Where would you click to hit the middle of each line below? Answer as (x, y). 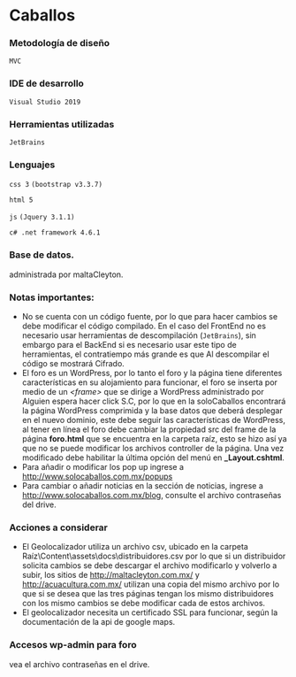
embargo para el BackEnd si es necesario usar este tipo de (129, 344)
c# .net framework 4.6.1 (55, 233)
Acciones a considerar (58, 527)
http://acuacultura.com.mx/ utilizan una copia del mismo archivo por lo (151, 584)
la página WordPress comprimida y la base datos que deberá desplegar (152, 410)
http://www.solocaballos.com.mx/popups (97, 476)
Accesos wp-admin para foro (73, 645)
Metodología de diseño (60, 43)
